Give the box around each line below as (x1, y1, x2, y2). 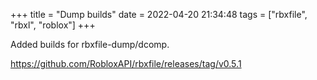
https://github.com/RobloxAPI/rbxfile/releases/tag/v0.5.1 (10, 58, 242, 69)
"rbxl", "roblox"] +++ (10, 19, 96, 31)
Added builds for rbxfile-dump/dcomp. (10, 39, 170, 50)
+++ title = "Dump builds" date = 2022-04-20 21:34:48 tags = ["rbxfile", (10, 9, 308, 20)
